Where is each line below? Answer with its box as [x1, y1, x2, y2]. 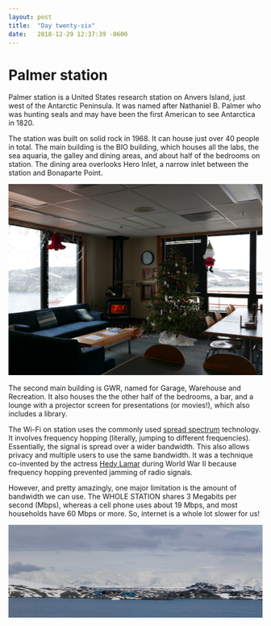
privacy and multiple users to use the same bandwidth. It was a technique [8, 450, 254, 460]
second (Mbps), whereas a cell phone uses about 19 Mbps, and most [8, 500, 238, 510]
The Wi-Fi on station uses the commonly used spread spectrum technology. [8, 424, 261, 434]
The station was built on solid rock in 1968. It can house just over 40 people [8, 134, 260, 144]
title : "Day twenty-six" [8, 21, 95, 30]
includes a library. [8, 408, 68, 419]
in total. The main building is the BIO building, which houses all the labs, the [8, 142, 260, 152]
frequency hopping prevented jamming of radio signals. [8, 467, 194, 477]
